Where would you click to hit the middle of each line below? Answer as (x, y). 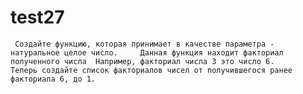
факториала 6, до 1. (53, 79)
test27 (37, 17)
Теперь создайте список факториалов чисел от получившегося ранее (151, 70)
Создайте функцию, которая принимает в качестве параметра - (144, 44)
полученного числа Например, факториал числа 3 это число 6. (142, 61)
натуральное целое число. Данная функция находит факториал (147, 52)
